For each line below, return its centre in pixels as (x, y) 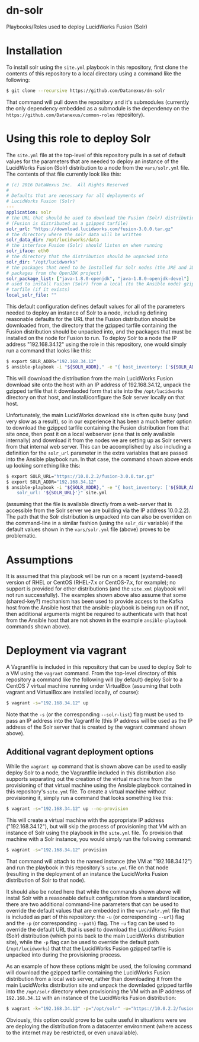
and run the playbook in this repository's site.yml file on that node (87, 868)
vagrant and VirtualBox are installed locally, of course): (73, 692)
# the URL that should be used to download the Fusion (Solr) (84, 218)
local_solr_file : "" (32, 295)
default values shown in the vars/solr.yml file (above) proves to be (88, 529)
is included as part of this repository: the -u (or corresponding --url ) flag (95, 917)
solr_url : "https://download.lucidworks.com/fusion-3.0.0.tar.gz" (90, 229)
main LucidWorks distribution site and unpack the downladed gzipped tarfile (99, 985)
